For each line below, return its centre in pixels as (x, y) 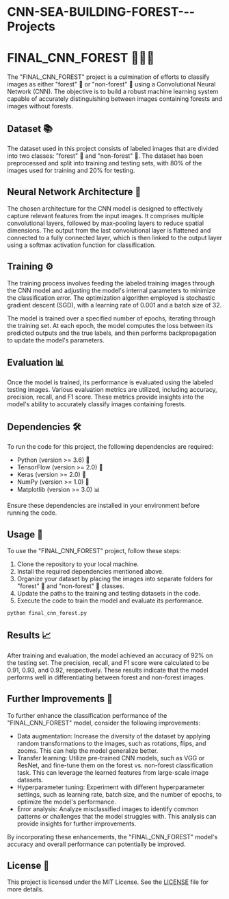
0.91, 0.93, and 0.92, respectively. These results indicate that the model (108, 670)
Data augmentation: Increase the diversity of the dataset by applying (113, 736)
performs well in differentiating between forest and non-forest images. (106, 677)
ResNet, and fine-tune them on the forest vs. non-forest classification (115, 765)
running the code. (32, 513)
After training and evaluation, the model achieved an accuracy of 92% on (110, 655)
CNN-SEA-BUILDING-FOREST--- (101, 12)
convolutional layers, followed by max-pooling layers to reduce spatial (105, 223)
